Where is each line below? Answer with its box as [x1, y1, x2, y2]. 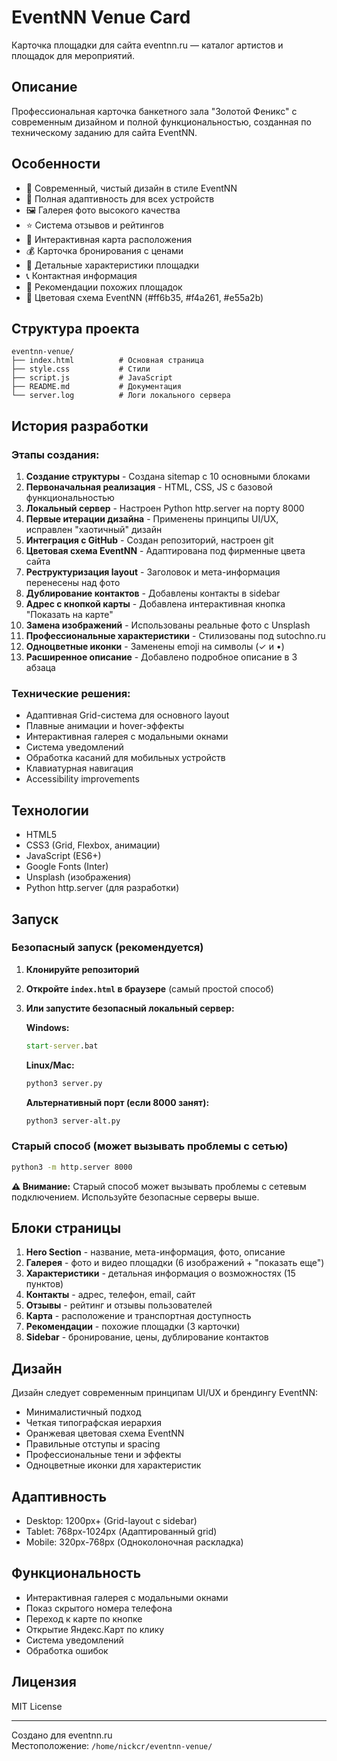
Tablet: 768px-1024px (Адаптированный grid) [25, 1526, 218, 1538]
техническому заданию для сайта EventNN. [11, 126, 198, 138]
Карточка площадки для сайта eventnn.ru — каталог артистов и [11, 39, 284, 51]
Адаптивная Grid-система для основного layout [25, 709, 230, 721]
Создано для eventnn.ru [11, 1729, 113, 1741]
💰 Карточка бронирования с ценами [25, 244, 184, 256]
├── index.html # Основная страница [11, 356, 204, 366]
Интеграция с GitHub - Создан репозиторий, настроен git [25, 534, 274, 546]
